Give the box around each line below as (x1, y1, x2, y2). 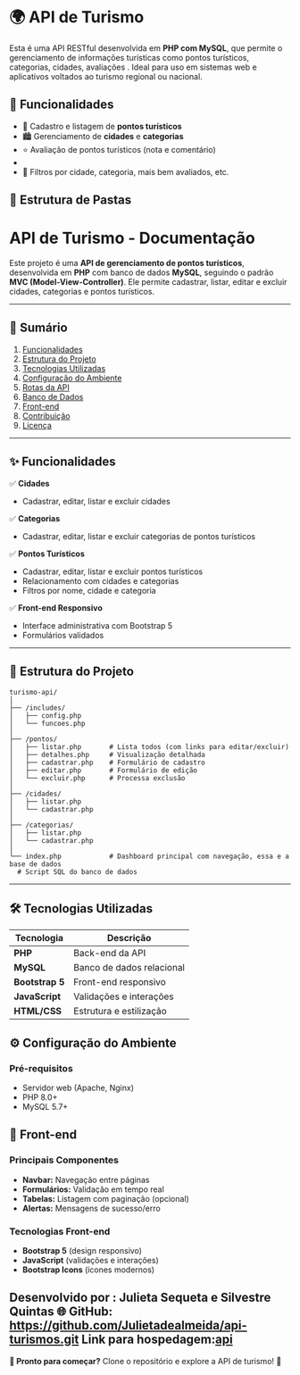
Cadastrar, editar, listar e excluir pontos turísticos (21, 566, 204, 577)
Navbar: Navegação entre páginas (21, 1174, 150, 1185)
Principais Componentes (9, 1154, 119, 1166)
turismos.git (9, 1332, 79, 1347)
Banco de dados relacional (73, 962, 186, 974)
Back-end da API (73, 947, 146, 960)
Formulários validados (21, 629, 104, 640)
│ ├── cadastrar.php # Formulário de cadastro (9, 758, 205, 767)
